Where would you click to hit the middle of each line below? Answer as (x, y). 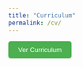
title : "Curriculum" (42, 15)
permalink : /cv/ (35, 23)
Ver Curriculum (40, 49)
